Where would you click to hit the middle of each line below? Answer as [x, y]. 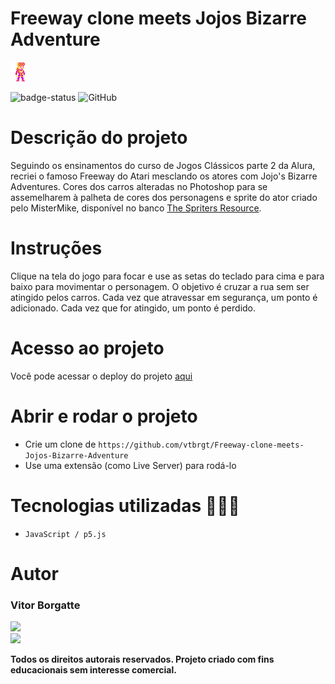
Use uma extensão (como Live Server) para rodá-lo [130, 465]
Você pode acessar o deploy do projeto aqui [101, 376]
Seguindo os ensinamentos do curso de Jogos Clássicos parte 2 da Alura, [163, 165]
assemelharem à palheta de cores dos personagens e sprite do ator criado [164, 197]
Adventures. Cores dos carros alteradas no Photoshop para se [139, 186]
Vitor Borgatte [45, 605]
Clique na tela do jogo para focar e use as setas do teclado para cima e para [167, 276]
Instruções [56, 248]
